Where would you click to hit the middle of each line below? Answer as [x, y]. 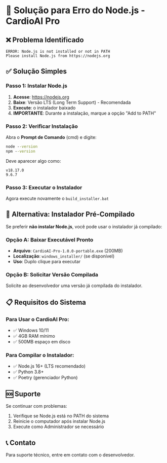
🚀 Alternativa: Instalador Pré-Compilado [70, 214]
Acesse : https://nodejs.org [41, 97]
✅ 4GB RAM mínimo [34, 336]
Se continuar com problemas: [36, 406]
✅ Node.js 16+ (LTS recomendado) [49, 366]
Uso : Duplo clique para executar [47, 262]
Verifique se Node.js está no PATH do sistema [61, 416]
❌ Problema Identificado [45, 40]
